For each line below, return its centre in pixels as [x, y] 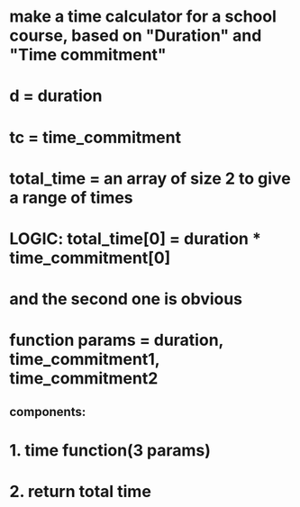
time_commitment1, [85, 360]
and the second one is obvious [126, 299]
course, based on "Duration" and [136, 36]
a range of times [71, 198]
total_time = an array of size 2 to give [150, 178]
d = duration [56, 96]
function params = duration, [116, 340]
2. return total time [80, 492]
